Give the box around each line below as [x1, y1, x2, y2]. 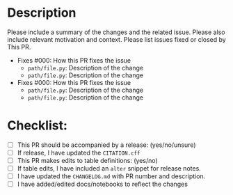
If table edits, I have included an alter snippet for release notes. [17, 164, 202, 173]
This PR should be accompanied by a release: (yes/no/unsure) [17, 141, 196, 149]
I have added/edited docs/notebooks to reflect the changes [17, 180, 188, 189]
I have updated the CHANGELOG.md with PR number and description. [17, 172, 206, 180]
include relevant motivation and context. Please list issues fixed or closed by [7, 35, 226, 43]
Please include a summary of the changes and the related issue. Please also [7, 28, 225, 36]
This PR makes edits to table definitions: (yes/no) [17, 157, 158, 164]
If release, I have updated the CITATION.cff [17, 148, 140, 157]
